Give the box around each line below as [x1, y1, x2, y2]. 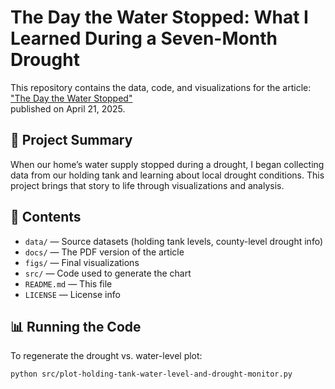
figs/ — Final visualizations [24, 256, 140, 268]
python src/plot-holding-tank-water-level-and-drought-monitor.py [10, 369, 293, 380]
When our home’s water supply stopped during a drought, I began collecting [10, 158, 325, 170]
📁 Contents [10, 209, 82, 226]
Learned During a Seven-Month [10, 27, 278, 50]
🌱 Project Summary [10, 132, 133, 149]
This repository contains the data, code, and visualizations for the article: [10, 81, 312, 93]
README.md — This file [24, 277, 113, 290]
